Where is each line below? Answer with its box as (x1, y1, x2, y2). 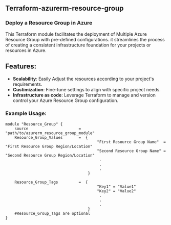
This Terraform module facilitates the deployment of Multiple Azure (5, 31, 147, 37)
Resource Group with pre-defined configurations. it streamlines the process (5, 36, 165, 42)
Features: (5, 62, 37, 71)
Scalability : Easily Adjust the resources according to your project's (12, 76, 155, 82)
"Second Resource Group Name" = (97, 148, 166, 154)
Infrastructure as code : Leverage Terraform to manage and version (12, 92, 156, 98)
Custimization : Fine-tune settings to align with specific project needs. (12, 86, 161, 92)
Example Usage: (5, 110, 47, 117)
